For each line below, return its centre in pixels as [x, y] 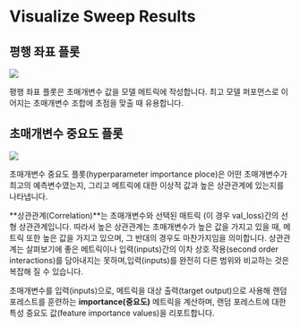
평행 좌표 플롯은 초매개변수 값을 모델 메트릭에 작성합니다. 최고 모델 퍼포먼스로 [144, 92]
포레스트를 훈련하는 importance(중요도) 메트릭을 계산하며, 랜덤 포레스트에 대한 [148, 301]
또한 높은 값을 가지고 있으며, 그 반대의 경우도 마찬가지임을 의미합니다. [146, 237]
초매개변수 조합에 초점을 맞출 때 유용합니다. [108, 103]
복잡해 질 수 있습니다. [46, 271]
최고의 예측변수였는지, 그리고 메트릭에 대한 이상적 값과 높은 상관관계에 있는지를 [147, 185]
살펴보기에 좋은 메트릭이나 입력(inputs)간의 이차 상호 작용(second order [152, 249]
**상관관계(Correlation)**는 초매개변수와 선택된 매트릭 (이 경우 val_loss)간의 [144, 215]
